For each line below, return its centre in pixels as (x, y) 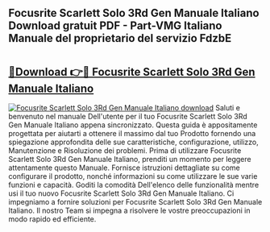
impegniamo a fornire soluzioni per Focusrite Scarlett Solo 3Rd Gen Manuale (135, 202)
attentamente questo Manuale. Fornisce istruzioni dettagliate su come (124, 168)
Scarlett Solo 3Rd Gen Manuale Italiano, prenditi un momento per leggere (130, 159)
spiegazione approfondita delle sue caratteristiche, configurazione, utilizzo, (134, 142)
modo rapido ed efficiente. (52, 219)
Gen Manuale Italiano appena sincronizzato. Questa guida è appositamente (133, 125)
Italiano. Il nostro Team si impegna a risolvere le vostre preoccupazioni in (130, 210)
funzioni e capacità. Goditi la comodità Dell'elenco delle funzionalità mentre (134, 185)
